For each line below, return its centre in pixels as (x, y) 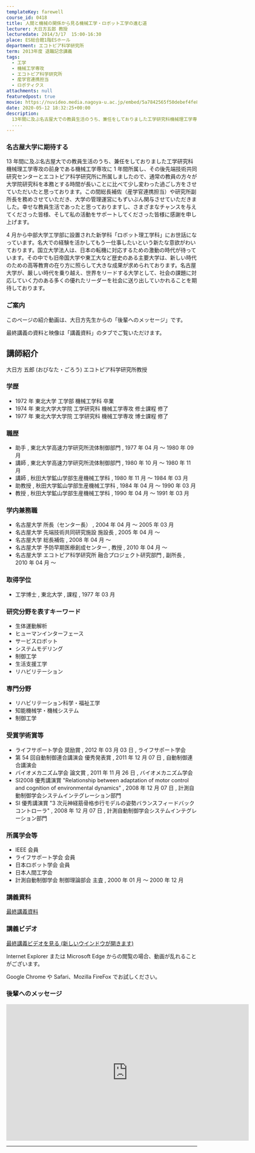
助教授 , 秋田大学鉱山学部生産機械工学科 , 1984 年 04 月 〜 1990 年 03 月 (105, 485)
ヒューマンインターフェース (49, 634)
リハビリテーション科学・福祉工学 (58, 703)
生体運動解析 (31, 626)
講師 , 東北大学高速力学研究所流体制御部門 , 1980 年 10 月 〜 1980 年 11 (103, 463)
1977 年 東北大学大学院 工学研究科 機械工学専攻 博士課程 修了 (91, 416)
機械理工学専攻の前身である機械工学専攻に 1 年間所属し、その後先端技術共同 (102, 169)
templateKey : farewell (35, 12)
